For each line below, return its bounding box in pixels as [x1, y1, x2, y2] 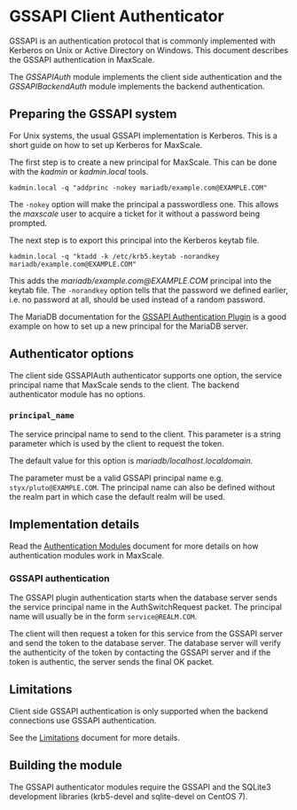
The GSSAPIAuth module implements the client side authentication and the [9, 71, 282, 82]
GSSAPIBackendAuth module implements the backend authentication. [9, 81, 265, 91]
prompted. [9, 217, 48, 228]
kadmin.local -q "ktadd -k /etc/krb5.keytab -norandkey [9, 252, 220, 261]
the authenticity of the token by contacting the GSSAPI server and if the [9, 647, 271, 658]
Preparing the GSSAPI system [9, 106, 177, 121]
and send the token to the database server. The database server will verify [9, 637, 282, 648]
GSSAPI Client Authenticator [9, 6, 224, 27]
